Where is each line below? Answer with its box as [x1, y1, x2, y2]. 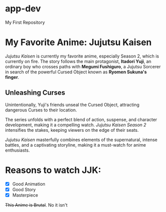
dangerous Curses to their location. [5, 107, 77, 113]
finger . [5, 74, 20, 80]
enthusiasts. [5, 147, 30, 153]
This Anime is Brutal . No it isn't [5, 202, 68, 208]
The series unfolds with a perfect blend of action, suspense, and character [5, 116, 157, 122]
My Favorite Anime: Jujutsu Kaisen [5, 37, 152, 48]
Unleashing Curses [5, 89, 66, 97]
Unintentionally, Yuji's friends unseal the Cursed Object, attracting [5, 102, 140, 107]
